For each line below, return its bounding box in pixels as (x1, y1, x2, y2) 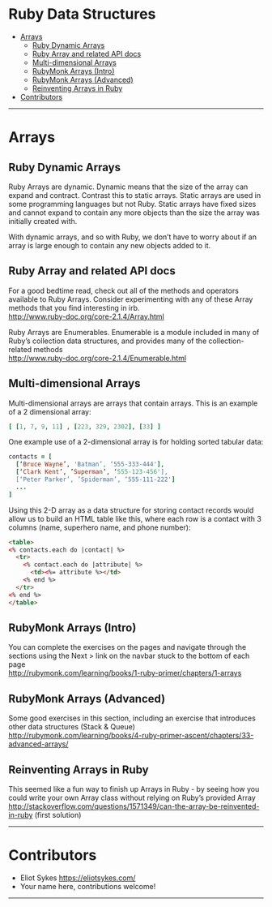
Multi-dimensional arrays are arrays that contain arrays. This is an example (8, 398, 258, 408)
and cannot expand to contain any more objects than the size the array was (8, 208, 261, 217)
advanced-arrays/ (8, 739, 69, 749)
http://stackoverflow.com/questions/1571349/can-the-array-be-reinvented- (8, 802, 260, 811)
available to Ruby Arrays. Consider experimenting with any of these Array (8, 294, 253, 304)
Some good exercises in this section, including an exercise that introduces (8, 713, 257, 723)
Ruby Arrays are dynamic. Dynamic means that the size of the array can (8, 182, 249, 191)
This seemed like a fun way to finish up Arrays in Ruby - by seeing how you (8, 784, 260, 793)
